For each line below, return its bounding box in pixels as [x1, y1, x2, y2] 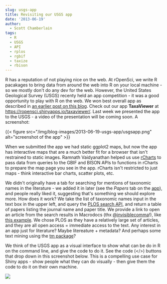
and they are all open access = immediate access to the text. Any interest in [5, 223, 161, 229]
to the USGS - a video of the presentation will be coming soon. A [5, 114, 138, 120]
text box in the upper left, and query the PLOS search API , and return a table [5, 201, 162, 207]
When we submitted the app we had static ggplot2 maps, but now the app [5, 144, 157, 150]
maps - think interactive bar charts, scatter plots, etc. [5, 170, 115, 176]
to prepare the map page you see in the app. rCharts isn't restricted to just [5, 165, 158, 171]
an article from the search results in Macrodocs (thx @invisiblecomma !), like [5, 212, 162, 218]
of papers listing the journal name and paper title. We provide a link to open [5, 207, 160, 213]
